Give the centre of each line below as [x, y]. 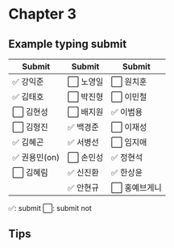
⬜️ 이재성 [129, 127]
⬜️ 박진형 [85, 97]
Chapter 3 [42, 14]
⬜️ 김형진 [30, 127]
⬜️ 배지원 [85, 112]
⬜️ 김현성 [30, 112]
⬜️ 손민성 [85, 157]
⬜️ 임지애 [129, 142]
